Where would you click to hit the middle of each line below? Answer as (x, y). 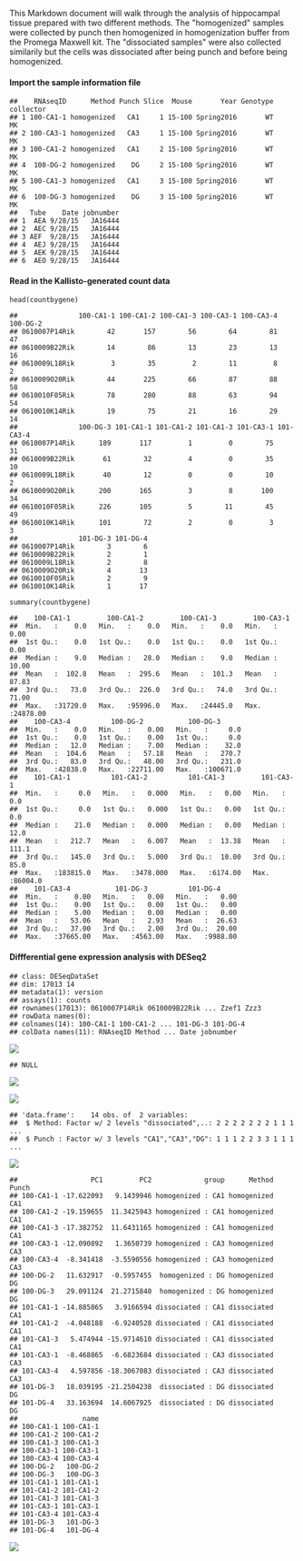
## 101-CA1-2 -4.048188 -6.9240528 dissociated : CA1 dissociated (142, 1323)
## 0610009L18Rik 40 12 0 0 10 (142, 475)
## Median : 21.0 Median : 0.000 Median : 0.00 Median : (147, 826)
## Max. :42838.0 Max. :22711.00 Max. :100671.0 (126, 770)
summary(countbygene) (50, 603)
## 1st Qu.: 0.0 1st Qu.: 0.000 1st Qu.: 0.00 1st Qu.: (147, 810)
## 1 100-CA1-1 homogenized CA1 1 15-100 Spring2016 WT (142, 117)
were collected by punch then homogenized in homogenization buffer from (150, 32)
